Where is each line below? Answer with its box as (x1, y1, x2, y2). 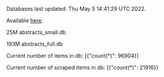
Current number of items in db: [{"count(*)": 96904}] (6, 52, 139, 59)
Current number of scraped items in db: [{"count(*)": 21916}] (6, 64, 159, 71)
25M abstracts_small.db (6, 28, 66, 36)
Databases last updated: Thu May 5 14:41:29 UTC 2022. (6, 5, 146, 12)
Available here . (6, 17, 44, 24)
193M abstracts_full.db (6, 41, 63, 47)
